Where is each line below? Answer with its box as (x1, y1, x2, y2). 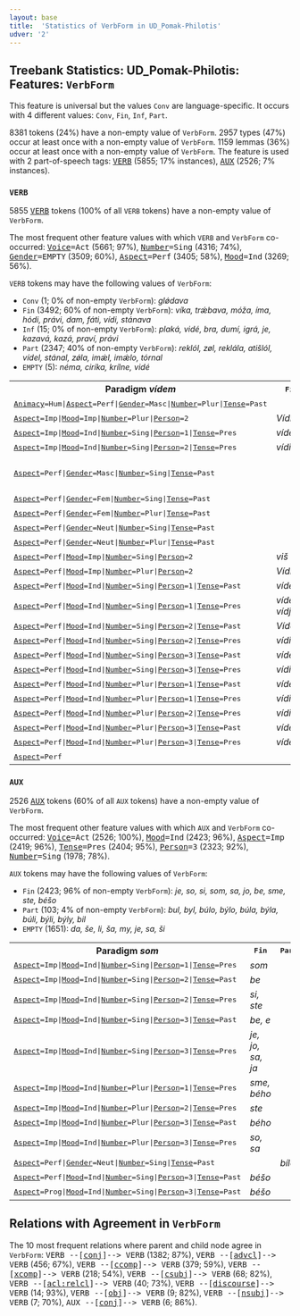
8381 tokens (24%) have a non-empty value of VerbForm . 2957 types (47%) (9, 127, 286, 138)
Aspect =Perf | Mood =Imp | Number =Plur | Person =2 (13, 566, 194, 576)
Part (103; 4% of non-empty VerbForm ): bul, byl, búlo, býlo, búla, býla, (21, 904, 279, 915)
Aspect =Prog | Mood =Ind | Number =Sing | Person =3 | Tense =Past (13, 1187, 242, 1197)
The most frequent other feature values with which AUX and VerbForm (9, 822, 261, 833)
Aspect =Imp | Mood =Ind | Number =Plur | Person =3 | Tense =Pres (13, 1138, 237, 1148)
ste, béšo (21, 894, 57, 905)
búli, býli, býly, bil (21, 913, 87, 925)
